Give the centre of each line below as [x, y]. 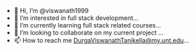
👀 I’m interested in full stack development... [76, 18]
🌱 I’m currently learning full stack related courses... [87, 25]
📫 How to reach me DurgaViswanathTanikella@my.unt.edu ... [101, 40]
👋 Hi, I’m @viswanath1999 [51, 11]
